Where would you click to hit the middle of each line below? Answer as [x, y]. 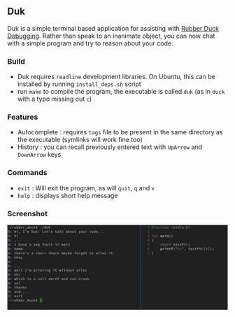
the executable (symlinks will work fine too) [80, 140]
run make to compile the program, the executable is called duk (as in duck [121, 92]
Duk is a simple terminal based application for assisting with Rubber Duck [113, 28]
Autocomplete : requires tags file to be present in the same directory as [120, 132]
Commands [27, 173]
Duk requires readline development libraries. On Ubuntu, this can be [116, 77]
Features [23, 117]
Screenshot [27, 213]
